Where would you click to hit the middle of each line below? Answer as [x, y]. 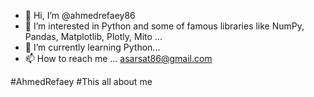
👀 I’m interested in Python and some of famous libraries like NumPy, [164, 26]
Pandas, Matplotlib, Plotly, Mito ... [93, 36]
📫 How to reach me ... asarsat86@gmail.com [118, 58]
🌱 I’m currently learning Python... [92, 47]
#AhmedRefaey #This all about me [81, 81]
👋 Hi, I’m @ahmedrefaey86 [80, 15]
